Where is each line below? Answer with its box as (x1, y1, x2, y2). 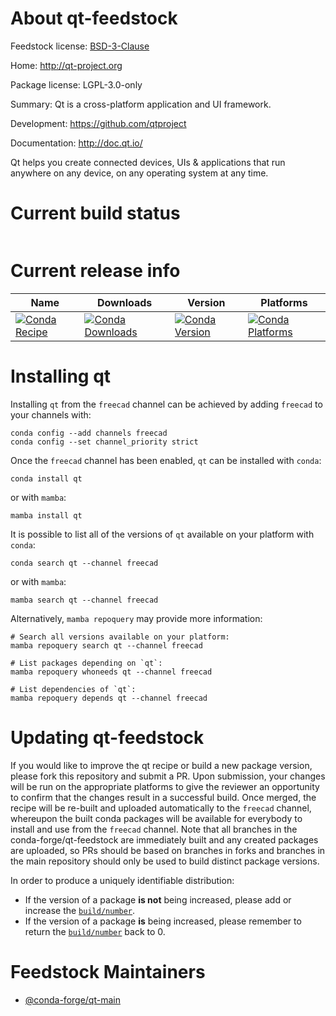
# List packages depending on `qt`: (10, 658, 163, 668)
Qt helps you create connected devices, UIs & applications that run (10, 156, 286, 168)
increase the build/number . (24, 904, 136, 916)
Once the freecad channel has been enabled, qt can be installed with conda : (10, 454, 322, 466)
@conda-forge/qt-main (24, 993, 121, 1006)
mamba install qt (10, 510, 83, 521)
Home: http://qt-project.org (10, 59, 123, 71)
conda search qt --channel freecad (10, 558, 159, 568)
